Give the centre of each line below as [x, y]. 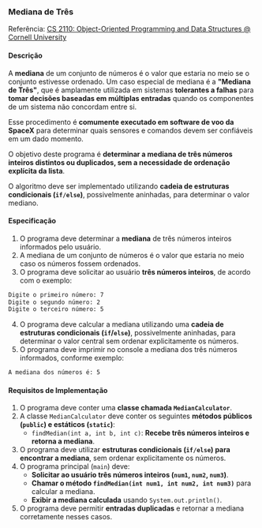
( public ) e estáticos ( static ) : [67, 425]
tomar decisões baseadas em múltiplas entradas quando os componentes [131, 98]
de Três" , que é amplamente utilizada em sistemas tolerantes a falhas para [131, 90]
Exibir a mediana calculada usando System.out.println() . [127, 500]
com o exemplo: [46, 280]
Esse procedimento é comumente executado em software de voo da [121, 122]
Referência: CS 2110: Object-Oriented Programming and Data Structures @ [129, 29]
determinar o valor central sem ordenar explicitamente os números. [129, 341]
